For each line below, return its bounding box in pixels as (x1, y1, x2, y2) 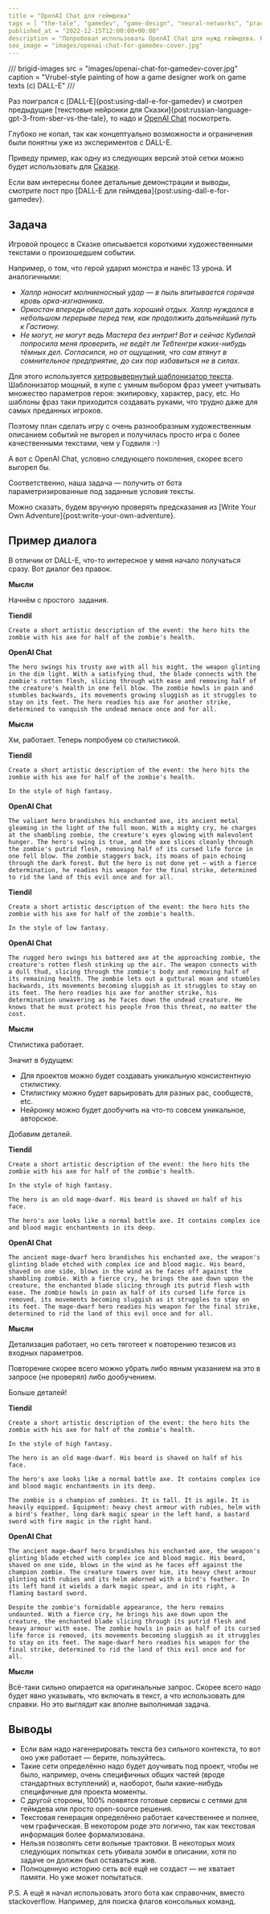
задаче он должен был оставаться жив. (19, 1855, 157, 1865)
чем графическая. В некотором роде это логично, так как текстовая (19, 1821, 256, 1830)
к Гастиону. (19, 321, 60, 331)
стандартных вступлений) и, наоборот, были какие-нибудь (19, 1778, 223, 1788)
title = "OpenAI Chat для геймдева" (8, 11, 131, 20)
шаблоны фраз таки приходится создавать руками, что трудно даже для (8, 397, 259, 406)
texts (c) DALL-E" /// (8, 81, 76, 91)
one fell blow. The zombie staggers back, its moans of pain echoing (8, 852, 247, 860)
